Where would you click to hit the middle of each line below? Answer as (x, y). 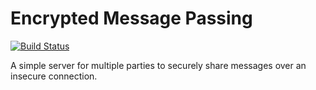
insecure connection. (54, 76)
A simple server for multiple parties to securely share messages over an (158, 65)
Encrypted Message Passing (131, 18)
